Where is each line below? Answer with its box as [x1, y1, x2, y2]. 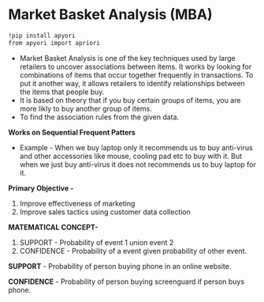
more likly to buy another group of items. [19, 104, 152, 113]
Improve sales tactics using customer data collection [19, 207, 191, 217]
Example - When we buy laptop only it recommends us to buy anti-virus [19, 142, 254, 152]
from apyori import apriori [8, 39, 101, 47]
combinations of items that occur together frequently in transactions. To [19, 70, 254, 80]
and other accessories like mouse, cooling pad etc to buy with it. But [19, 151, 243, 160]
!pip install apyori [8, 32, 76, 40]
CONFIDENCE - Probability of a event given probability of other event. [19, 246, 247, 255]
